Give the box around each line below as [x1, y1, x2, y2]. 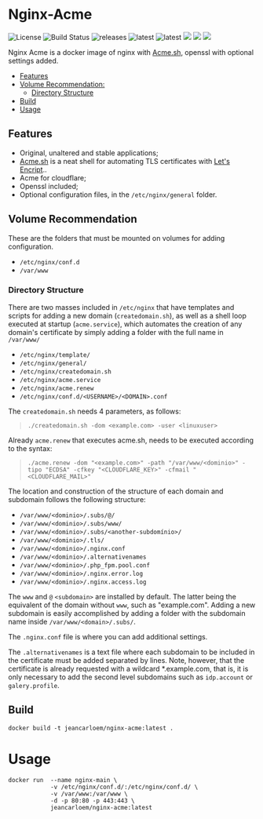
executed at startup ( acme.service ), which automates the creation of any [8, 319, 243, 329]
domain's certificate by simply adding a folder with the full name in [8, 327, 224, 337]
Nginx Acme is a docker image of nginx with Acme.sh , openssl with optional [8, 47, 254, 56]
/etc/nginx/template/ [19, 351, 90, 359]
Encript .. [19, 165, 47, 174]
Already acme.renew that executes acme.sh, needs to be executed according [8, 435, 254, 445]
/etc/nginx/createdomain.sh [19, 367, 111, 376]
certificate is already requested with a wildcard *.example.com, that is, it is [8, 664, 249, 673]
